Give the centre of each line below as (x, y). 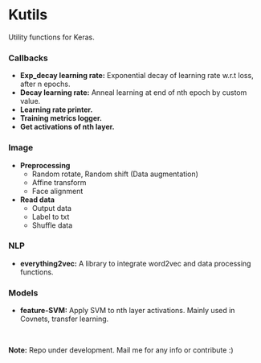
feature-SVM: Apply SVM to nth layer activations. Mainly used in (127, 311)
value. (30, 101)
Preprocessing (45, 165)
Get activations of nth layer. (67, 127)
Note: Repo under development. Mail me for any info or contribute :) (121, 350)
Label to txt (51, 217)
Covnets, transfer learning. (64, 319)
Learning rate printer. (56, 109)
